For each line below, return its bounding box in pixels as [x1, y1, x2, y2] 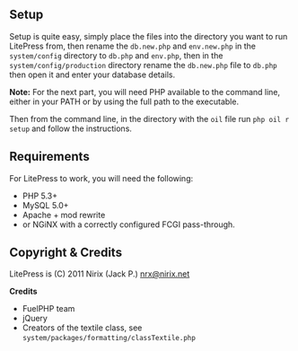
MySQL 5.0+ [22, 199, 69, 210]
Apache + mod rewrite [22, 209, 106, 220]
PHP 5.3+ [22, 190, 58, 201]
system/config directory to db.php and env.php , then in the [9, 49, 223, 61]
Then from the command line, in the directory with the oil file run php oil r [9, 113, 290, 124]
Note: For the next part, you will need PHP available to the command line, [9, 86, 281, 97]
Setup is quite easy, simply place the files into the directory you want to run [9, 31, 288, 41]
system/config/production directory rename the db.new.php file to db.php [9, 59, 278, 70]
